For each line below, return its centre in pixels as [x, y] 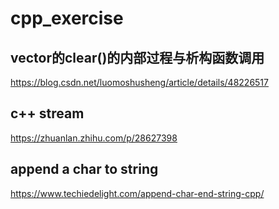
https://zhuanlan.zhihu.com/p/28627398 [94, 138]
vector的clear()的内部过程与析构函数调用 [137, 57]
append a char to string [84, 169]
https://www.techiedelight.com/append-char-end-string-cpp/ [137, 193]
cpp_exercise [67, 18]
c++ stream [47, 113]
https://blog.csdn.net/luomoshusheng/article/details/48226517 [139, 82]
